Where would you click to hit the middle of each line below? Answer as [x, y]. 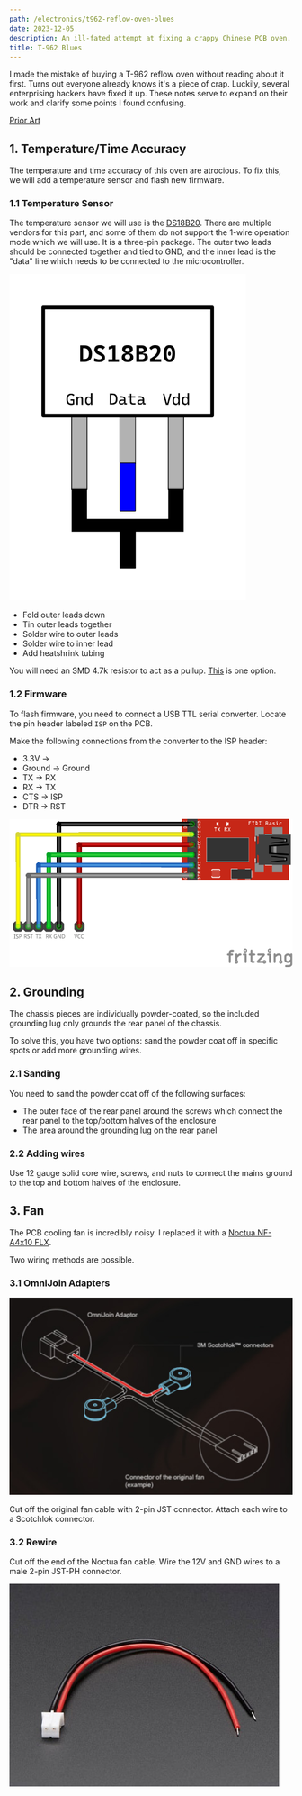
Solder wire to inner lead [68, 643]
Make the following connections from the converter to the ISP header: [138, 741]
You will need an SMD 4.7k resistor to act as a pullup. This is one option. [143, 670]
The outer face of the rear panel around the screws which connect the [152, 1111]
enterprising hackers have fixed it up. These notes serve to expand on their [148, 94]
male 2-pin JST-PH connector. [66, 1572]
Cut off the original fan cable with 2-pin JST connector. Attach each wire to [148, 1509]
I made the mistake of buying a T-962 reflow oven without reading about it [147, 74]
